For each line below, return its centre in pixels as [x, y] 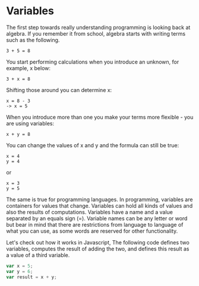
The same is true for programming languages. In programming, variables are [99, 199]
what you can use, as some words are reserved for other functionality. [92, 231]
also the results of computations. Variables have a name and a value [90, 212]
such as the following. [33, 40]
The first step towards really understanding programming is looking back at [98, 27]
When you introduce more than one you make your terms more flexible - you [100, 117]
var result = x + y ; [32, 277]
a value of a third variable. [38, 255]
